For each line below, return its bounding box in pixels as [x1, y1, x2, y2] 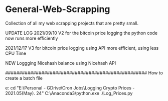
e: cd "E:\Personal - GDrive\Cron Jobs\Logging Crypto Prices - [5, 84, 135, 91]
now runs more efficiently [5, 35, 58, 41]
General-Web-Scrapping [5, 4, 110, 15]
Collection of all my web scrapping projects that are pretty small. [5, 20, 139, 26]
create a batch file [5, 75, 43, 81]
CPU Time [5, 50, 27, 56]
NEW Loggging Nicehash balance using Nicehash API [5, 60, 116, 66]
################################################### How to [5, 69, 163, 76]
